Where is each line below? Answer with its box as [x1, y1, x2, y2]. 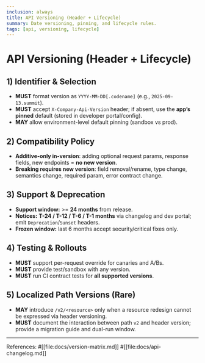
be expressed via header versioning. [15, 312, 107, 320]
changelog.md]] [6, 349, 47, 357]
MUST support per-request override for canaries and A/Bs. [15, 259, 164, 266]
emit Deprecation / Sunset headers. [15, 218, 100, 226]
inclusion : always [6, 9, 53, 15]
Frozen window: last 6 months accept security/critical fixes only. [15, 225, 179, 232]
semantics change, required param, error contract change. [15, 172, 163, 179]
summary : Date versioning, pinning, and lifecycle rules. [6, 20, 157, 26]
